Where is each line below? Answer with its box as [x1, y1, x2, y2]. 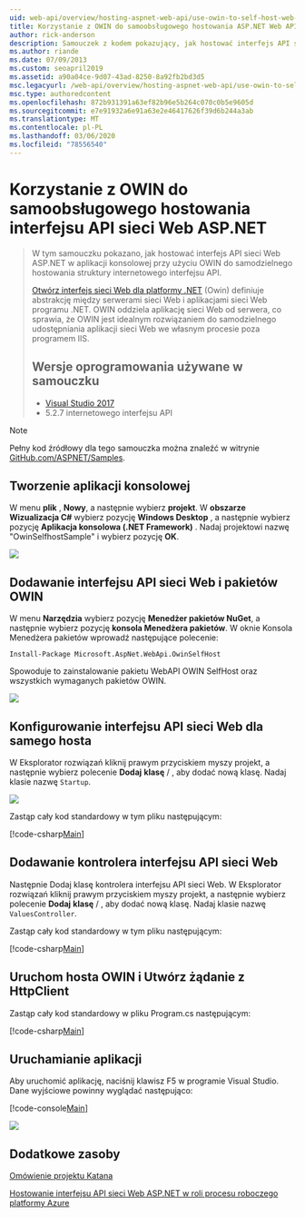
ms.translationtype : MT [9, 114, 100, 124]
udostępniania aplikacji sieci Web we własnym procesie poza [31, 323, 261, 334]
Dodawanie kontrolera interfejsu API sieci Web [9, 855, 279, 870]
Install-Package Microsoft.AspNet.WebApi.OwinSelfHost [9, 650, 221, 659]
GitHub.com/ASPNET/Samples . [9, 451, 125, 463]
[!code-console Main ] [9, 1103, 88, 1113]
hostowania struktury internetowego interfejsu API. [31, 267, 222, 278]
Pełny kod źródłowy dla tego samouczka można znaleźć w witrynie [9, 442, 261, 453]
